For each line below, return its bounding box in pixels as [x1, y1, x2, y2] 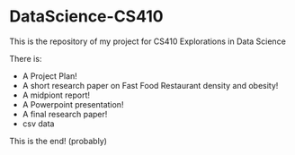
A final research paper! [22, 108, 108, 119]
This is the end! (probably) [9, 135, 108, 146]
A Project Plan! [22, 70, 78, 82]
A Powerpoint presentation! [22, 99, 124, 109]
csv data [22, 118, 55, 129]
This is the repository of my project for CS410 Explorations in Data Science [9, 36, 286, 47]
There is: [9, 53, 42, 64]
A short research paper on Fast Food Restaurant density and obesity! [22, 80, 279, 90]
